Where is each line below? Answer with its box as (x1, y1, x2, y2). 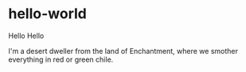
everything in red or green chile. (8, 55, 114, 64)
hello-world (8, 5, 88, 23)
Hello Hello (8, 31, 45, 40)
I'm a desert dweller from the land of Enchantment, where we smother (8, 46, 239, 55)
